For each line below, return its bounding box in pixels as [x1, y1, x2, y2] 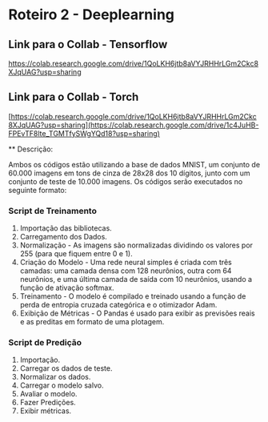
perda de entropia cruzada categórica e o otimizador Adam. [19, 300, 218, 310]
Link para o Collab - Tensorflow [8, 38, 168, 51]
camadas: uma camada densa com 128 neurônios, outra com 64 [19, 266, 232, 275]
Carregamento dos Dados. [19, 232, 108, 242]
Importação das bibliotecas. [19, 223, 112, 233]
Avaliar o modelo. [19, 389, 78, 399]
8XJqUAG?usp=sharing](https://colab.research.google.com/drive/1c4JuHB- [8, 120, 259, 130]
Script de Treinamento [8, 205, 98, 216]
